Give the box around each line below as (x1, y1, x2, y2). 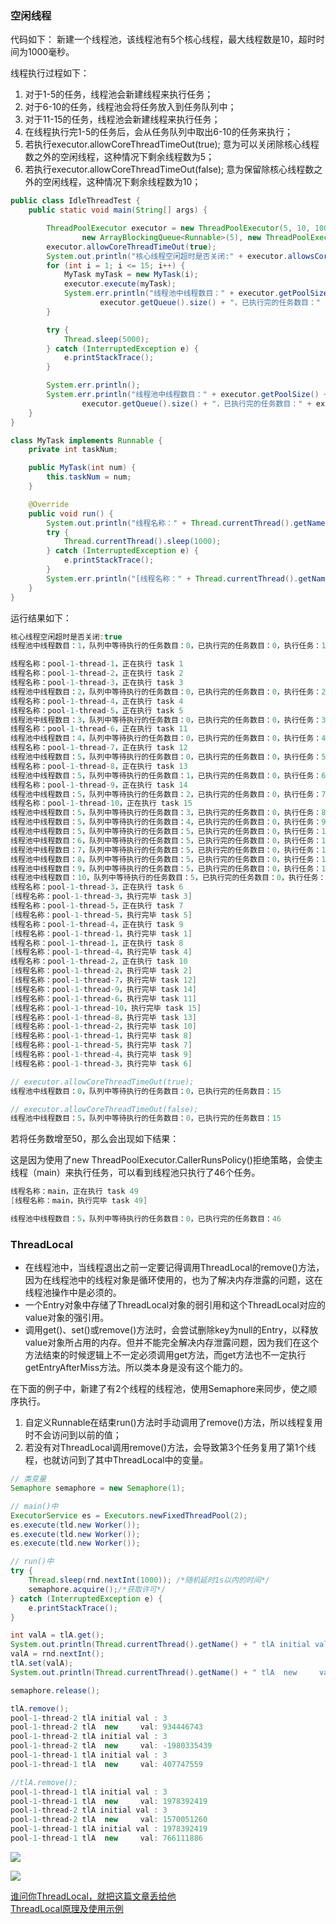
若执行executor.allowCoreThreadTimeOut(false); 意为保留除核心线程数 (24, 163, 315, 176)
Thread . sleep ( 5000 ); (63, 334, 150, 344)
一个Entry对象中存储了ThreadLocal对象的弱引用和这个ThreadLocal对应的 (24, 1299, 326, 1311)
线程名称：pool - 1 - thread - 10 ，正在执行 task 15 (10, 798, 193, 809)
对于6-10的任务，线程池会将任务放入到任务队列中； (24, 101, 237, 113)
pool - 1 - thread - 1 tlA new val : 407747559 (10, 1759, 203, 1769)
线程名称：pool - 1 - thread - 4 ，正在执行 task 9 (10, 919, 184, 929)
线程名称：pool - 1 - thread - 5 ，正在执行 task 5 (10, 705, 184, 716)
